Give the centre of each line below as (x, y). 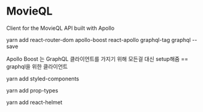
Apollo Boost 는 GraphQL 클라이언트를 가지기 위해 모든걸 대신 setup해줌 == (97, 58)
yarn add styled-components (43, 79)
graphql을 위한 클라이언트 (37, 66)
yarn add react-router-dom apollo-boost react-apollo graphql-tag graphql (99, 40)
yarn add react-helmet (34, 102)
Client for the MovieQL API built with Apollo (60, 28)
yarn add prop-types (33, 90)
